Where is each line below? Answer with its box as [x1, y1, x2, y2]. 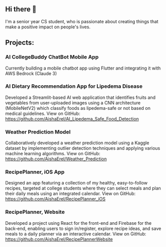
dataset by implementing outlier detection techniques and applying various [5, 145, 160, 151]
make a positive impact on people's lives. [5, 24, 91, 30]
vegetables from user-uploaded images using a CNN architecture [5, 99, 141, 106]
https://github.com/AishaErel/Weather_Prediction [5, 156, 107, 162]
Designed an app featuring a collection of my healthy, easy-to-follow [5, 180, 148, 186]
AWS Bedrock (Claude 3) [5, 70, 57, 76]
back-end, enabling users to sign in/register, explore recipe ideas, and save [5, 225, 161, 231]
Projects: [5, 38, 34, 47]
